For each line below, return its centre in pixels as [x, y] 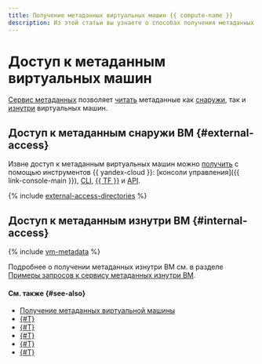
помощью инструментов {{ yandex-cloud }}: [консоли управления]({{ [124, 173]
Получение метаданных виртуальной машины [97, 311]
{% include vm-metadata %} [54, 252]
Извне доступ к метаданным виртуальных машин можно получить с [124, 164]
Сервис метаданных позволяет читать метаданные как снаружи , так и [127, 100]
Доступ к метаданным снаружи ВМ [101, 133]
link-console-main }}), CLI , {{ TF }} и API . [75, 180]
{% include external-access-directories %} [78, 196]
